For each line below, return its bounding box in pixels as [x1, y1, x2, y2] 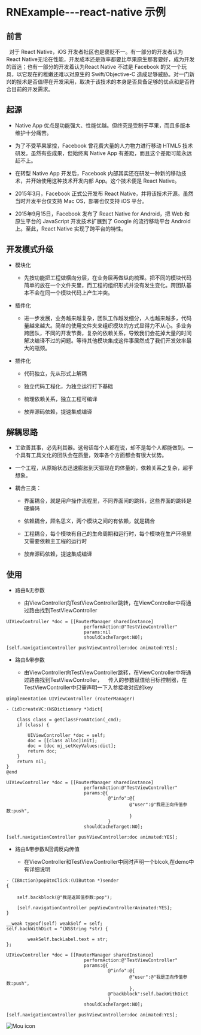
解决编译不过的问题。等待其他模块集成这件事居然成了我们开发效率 [23, 336, 187, 344]
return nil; [17, 758, 47, 765]
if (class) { [17, 722, 50, 728]
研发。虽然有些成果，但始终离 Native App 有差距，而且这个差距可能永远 [14, 149, 193, 156]
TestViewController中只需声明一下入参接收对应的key [23, 684, 154, 691]
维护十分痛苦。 [14, 129, 52, 136]
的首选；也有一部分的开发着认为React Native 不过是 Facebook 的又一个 [6, 63, 182, 70]
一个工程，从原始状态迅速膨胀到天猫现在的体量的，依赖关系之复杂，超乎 [14, 465, 193, 472]
